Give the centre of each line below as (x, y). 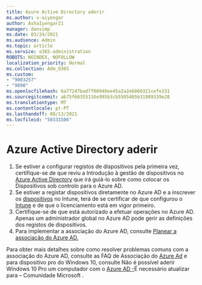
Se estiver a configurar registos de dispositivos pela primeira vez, (97, 167)
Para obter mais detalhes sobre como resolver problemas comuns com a (97, 250)
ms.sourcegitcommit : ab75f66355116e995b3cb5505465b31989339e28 (88, 97)
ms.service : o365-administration (49, 52)
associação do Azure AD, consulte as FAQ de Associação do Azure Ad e (97, 256)
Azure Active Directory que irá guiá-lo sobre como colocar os (92, 180)
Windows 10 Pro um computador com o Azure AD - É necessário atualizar (98, 269)
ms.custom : (20, 74)
